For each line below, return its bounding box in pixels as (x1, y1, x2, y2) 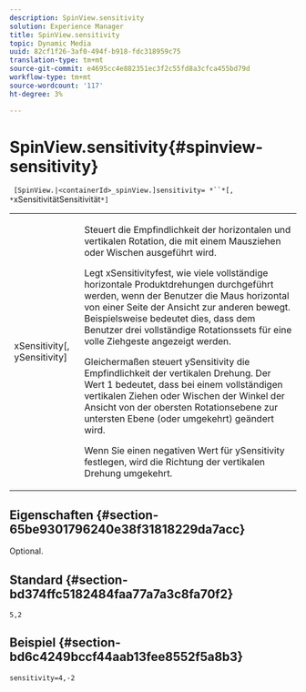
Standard (9, 572, 64, 587)
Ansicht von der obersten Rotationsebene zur (84, 402, 279, 414)
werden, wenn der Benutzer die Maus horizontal (84, 290, 290, 302)
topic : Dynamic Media (9, 38, 92, 48)
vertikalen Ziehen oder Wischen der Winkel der (84, 390, 285, 402)
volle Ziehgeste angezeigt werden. (84, 335, 232, 348)
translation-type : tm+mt (9, 56, 104, 65)
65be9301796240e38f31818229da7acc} (9, 521, 246, 537)
